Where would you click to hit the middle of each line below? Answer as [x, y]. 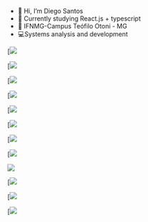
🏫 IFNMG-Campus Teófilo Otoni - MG [72, 26]
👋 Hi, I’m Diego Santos [50, 11]
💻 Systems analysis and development [73, 34]
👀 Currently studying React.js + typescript [79, 18]
